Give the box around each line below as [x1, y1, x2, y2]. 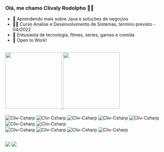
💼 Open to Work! [12, 37, 47, 43]
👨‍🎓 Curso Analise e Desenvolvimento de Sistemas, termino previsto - [12, 21, 156, 27]
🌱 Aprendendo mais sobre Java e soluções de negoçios [12, 16, 128, 22]
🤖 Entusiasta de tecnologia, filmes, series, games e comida [12, 32, 135, 38]
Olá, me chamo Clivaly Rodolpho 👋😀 [5, 5, 94, 12]
